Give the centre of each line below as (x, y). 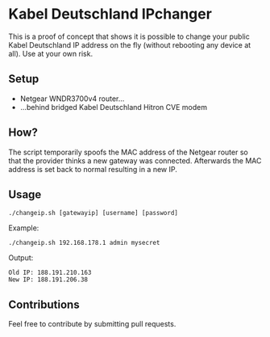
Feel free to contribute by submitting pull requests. (92, 324)
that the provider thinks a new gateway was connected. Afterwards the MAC (135, 160)
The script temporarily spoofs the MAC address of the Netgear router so (128, 152)
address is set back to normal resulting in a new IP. (93, 169)
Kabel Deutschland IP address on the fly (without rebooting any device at (130, 44)
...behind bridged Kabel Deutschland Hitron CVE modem (114, 107)
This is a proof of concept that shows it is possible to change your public (129, 36)
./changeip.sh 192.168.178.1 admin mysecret (84, 243)
